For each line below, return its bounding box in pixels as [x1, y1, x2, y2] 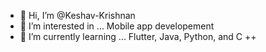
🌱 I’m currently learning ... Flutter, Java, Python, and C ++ [19, 31, 257, 42]
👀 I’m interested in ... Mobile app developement [19, 20, 215, 32]
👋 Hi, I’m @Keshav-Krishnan [19, 10, 136, 21]
